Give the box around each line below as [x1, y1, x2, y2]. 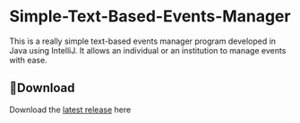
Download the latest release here [9, 104, 132, 115]
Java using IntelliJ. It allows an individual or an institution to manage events [9, 45, 287, 55]
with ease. [9, 54, 47, 65]
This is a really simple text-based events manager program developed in [9, 36, 276, 46]
